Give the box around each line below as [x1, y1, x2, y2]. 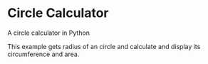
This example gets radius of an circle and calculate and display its [7, 42, 201, 50]
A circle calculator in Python [7, 28, 90, 37]
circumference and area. [7, 50, 80, 58]
